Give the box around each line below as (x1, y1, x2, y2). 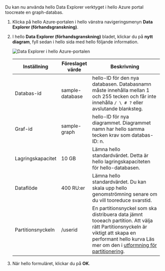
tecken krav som (92, 132, 131, 138)
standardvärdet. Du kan (92, 179, 146, 185)
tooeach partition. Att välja (92, 217, 153, 224)
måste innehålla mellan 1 (92, 87, 150, 93)
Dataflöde (14, 184, 38, 191)
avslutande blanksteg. (92, 105, 143, 112)
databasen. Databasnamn (92, 81, 151, 88)
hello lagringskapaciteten (92, 158, 151, 165)
